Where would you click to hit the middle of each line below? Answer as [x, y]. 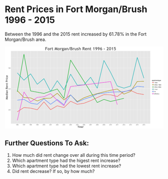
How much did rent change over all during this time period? [74, 155]
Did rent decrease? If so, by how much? [53, 171]
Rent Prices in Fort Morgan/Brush [76, 9]
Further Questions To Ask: [47, 143]
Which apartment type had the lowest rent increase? [67, 166]
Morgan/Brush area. [25, 39]
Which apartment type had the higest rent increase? [66, 161]
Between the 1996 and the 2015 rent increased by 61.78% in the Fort [76, 34]
